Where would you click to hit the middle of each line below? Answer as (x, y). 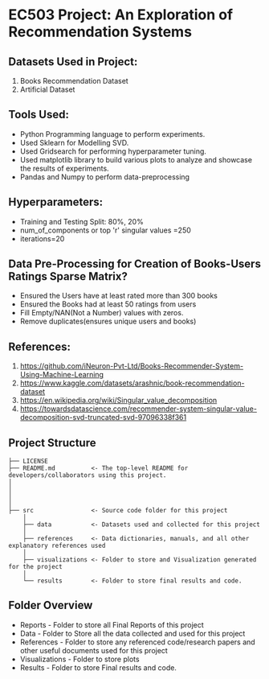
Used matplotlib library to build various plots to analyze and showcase (136, 159)
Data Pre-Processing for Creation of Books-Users (134, 264)
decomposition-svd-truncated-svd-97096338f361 (103, 418)
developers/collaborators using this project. (88, 475)
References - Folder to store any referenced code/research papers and (137, 642)
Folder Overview (51, 605)
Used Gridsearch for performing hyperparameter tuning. (113, 151)
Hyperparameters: (56, 202)
